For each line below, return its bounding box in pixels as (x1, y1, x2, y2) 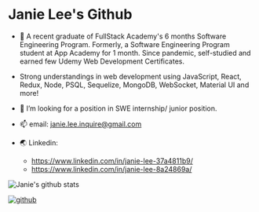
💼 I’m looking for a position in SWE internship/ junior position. (19, 104, 217, 113)
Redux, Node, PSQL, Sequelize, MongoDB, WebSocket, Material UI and (19, 80, 250, 90)
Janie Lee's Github (8, 5, 133, 24)
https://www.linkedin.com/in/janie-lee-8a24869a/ (31, 164, 192, 174)
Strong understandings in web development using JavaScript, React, (19, 71, 242, 81)
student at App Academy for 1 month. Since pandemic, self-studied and (19, 48, 251, 57)
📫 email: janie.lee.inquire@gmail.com (19, 119, 142, 129)
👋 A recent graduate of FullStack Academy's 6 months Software (19, 31, 227, 41)
